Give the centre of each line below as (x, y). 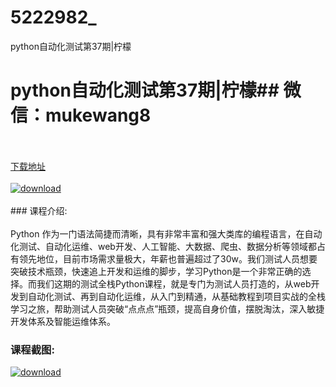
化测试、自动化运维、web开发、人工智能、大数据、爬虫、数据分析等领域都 (163, 246)
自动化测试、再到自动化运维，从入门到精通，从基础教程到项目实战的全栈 (176, 296)
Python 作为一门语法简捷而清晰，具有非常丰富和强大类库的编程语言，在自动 (166, 233)
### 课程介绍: (39, 210)
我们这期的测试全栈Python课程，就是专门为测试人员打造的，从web (174, 283)
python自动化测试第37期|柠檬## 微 (156, 90)
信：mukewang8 (81, 115)
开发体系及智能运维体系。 (63, 321)
